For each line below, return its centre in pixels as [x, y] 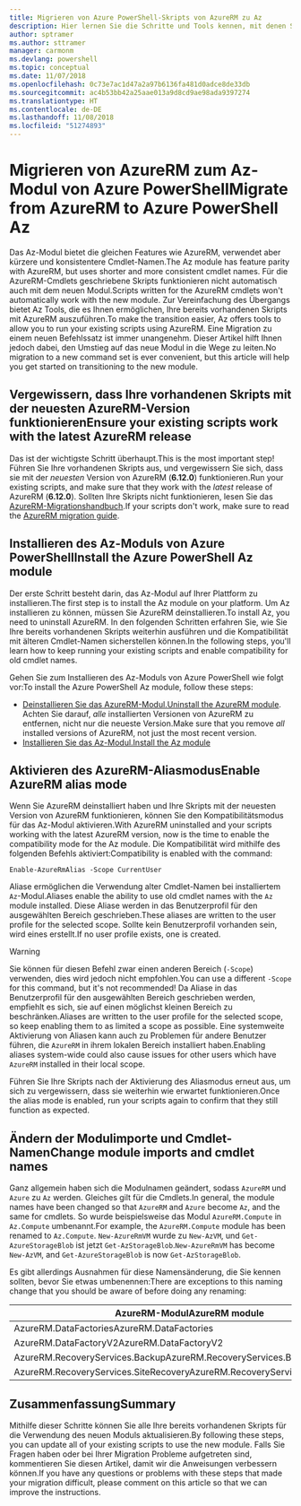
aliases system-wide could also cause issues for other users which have [143, 1055]
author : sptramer [42, 34]
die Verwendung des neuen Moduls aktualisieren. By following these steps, [147, 1435]
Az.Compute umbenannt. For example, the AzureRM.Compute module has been [148, 1226]
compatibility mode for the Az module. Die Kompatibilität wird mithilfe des [145, 844]
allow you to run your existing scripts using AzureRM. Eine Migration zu [141, 328]
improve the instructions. [55, 1492]
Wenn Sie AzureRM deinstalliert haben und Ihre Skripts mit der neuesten [142, 806]
